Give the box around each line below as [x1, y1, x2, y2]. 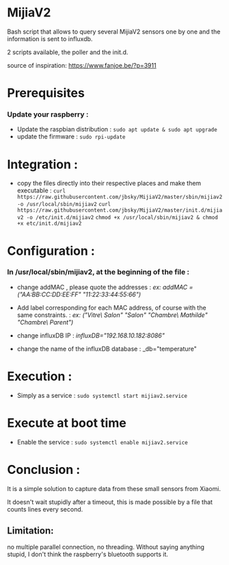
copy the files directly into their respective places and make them [16, 179, 202, 188]
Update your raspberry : [7, 110, 89, 119]
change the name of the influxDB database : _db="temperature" [16, 344, 197, 353]
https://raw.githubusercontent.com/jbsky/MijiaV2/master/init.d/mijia [16, 207, 223, 214]
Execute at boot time [7, 415, 126, 431]
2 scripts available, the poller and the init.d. [7, 48, 129, 56]
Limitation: [7, 525, 54, 537]
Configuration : [7, 243, 96, 258]
